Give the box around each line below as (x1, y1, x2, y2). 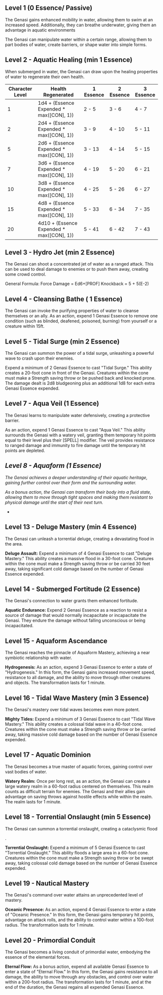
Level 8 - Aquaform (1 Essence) (5, 462, 102, 470)
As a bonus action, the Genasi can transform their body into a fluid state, (5, 489, 151, 495)
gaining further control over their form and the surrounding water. (5, 480, 137, 485)
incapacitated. (5, 623, 34, 629)
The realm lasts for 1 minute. (5, 798, 62, 805)
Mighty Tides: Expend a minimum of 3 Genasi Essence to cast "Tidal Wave (5, 716, 155, 722)
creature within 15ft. (5, 323, 45, 329)
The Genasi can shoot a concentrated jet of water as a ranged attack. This (5, 261, 154, 267)
